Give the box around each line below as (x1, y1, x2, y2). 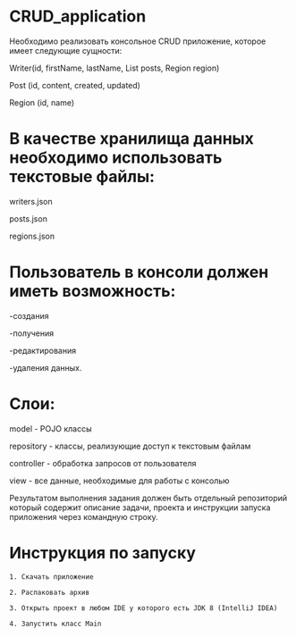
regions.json (9, 230, 55, 241)
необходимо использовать (9, 147, 223, 168)
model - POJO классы (9, 423, 92, 434)
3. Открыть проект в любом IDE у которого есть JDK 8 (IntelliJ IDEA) (9, 603, 278, 613)
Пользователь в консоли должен (9, 262, 269, 282)
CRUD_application (9, 6, 147, 27)
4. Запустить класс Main (9, 619, 102, 628)
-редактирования (9, 345, 77, 356)
